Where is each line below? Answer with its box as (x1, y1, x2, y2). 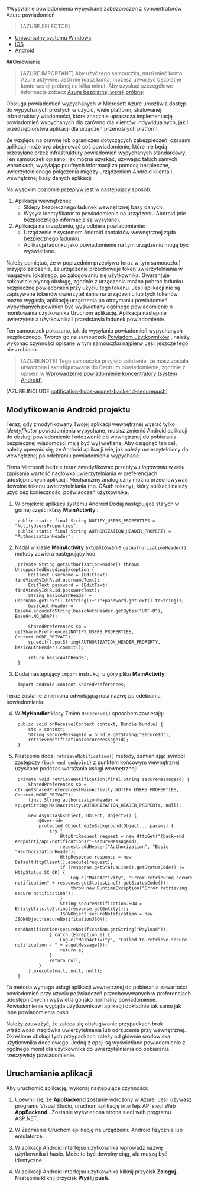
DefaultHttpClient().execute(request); (14, 859, 113, 865)
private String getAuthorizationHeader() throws (17, 562, 140, 567)
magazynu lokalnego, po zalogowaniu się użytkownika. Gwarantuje (6, 272, 170, 279)
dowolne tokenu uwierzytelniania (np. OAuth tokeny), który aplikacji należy (6, 482, 188, 489)
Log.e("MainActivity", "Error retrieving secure (70, 875, 193, 880)
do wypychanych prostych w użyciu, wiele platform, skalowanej (6, 107, 161, 113)
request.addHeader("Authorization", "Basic (60, 843, 169, 850)
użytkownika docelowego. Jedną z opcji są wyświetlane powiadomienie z (6, 1038, 186, 1046)
